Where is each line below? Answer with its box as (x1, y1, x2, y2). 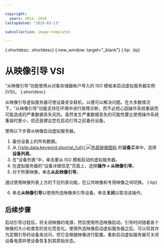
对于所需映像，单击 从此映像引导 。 (12, 169, 81, 175)
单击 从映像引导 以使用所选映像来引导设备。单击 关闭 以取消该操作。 (12, 190, 145, 196)
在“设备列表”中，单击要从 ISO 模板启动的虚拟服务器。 (12, 157, 120, 163)
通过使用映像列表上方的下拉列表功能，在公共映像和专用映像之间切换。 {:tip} (5, 180, 158, 185)
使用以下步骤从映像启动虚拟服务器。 (5, 128, 78, 134)
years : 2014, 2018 (9, 16, 47, 21)
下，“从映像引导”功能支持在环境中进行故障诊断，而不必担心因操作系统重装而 (5, 106, 159, 112)
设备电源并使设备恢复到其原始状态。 (5, 238, 78, 244)
